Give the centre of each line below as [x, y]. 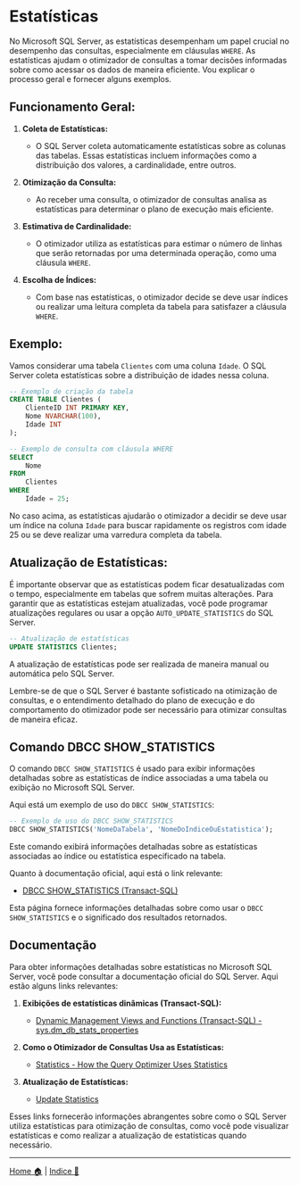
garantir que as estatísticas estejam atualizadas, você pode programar [139, 603]
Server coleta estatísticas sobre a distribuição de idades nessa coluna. [139, 375]
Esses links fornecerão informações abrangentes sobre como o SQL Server [148, 1116]
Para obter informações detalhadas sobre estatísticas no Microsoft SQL [141, 966]
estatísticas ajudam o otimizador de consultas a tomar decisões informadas [148, 60]
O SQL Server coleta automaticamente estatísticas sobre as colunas [161, 145]
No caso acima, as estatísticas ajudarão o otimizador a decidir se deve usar [148, 516]
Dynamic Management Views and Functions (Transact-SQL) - [149, 1020]
